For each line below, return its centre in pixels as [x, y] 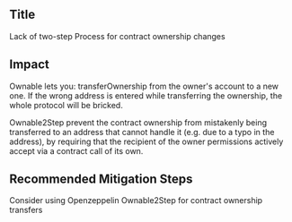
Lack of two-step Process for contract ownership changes [118, 36]
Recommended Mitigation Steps [101, 179]
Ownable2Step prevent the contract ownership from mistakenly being [138, 122]
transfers [26, 210]
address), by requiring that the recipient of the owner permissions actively [146, 141]
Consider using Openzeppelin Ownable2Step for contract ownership [136, 201]
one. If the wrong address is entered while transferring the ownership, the [146, 95]
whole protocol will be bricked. [66, 105]
